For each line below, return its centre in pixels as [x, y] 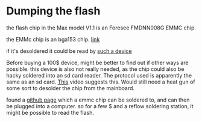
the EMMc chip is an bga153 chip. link [53, 39]
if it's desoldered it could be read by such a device [69, 51]
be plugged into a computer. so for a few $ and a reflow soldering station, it [100, 106]
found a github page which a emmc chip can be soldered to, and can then [98, 100]
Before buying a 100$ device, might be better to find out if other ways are [97, 63]
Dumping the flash [53, 11]
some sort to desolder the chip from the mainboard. [70, 88]
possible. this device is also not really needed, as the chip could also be [95, 69]
